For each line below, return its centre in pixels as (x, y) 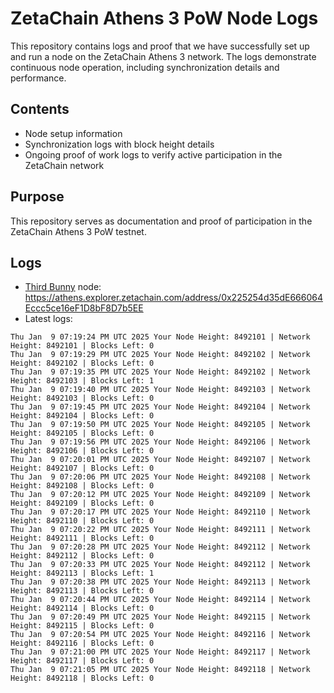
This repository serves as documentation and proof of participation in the (161, 221)
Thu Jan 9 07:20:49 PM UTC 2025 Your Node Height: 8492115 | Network (160, 617)
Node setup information (73, 133)
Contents (40, 109)
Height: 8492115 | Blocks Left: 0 (82, 626)
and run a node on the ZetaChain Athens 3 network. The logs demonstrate (163, 56)
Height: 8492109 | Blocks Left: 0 (82, 503)
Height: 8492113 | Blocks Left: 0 (82, 591)
